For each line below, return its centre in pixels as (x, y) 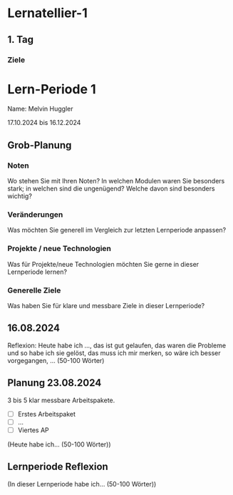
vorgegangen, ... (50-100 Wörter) (56, 360)
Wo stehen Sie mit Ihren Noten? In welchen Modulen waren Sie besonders (116, 181)
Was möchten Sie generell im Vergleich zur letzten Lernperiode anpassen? (117, 230)
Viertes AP (33, 430)
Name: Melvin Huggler (40, 109)
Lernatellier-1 (47, 13)
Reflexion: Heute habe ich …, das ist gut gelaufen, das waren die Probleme (117, 345)
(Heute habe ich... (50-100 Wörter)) (59, 444)
